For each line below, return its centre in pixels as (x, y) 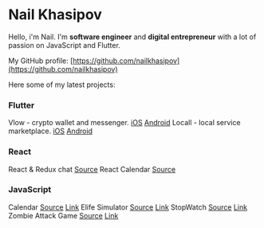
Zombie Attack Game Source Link (63, 215)
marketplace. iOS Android (51, 131)
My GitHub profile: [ (41, 61)
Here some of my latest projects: (62, 85)
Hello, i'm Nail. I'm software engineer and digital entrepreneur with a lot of (132, 37)
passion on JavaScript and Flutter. (65, 45)
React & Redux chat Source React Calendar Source (92, 169)
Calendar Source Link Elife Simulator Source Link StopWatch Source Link (128, 207)
